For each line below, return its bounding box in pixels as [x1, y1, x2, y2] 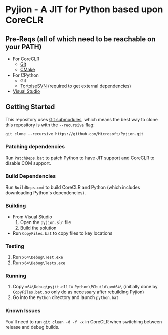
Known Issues [5, 307, 41, 314]
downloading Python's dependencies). [5, 190, 86, 196]
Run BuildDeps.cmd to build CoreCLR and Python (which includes [5, 184, 140, 191]
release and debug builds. [5, 324, 60, 330]
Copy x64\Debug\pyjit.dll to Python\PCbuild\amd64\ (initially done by [12, 284, 158, 290]
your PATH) [5, 42, 42, 51]
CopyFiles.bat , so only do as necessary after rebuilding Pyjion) [12, 289, 144, 295]
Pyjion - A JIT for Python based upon [5, 4, 163, 15]
